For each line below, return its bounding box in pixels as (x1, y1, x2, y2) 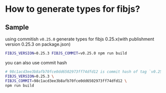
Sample (5, 23, 29, 31)
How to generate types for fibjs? (5, 3, 140, 15)
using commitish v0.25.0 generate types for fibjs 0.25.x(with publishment (5, 36, 155, 42)
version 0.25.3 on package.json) (5, 41, 71, 47)
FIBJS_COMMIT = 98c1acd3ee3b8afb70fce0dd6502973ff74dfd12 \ (5, 78, 127, 83)
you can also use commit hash (5, 60, 67, 65)
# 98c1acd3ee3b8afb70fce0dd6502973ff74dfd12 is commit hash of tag (5, 69, 147, 74)
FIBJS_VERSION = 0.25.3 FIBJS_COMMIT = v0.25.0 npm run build (5, 51, 127, 56)
